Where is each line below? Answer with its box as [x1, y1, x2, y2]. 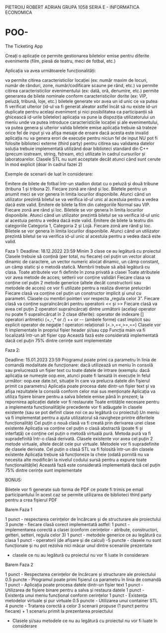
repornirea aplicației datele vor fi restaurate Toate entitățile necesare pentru [5, 399, 160, 405]
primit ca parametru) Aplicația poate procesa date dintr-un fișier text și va [5, 383, 155, 389]
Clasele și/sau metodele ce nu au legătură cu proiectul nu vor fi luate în [12, 618, 158, 624]
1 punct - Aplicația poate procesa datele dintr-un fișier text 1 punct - [5, 581, 144, 587]
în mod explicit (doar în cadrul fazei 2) [5, 161, 83, 167]
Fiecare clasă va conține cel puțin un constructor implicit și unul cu [5, 290, 142, 296]
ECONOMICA [5, 9, 32, 15]
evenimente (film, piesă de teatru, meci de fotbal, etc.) [5, 58, 116, 64]
